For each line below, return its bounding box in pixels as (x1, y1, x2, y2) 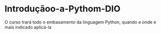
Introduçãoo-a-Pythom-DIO (4, 3, 121, 14)
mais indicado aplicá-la (4, 24, 52, 30)
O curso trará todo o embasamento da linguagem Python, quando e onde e (4, 19, 157, 25)
